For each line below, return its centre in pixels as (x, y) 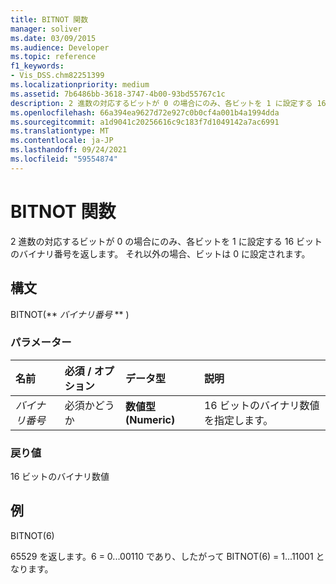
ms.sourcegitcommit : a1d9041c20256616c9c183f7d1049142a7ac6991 (145, 122)
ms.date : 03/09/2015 (53, 38)
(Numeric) (150, 419)
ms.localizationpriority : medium (80, 85)
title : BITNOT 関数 (49, 19)
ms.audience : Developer (60, 47)
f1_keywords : (37, 66)
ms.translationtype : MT (60, 131)
